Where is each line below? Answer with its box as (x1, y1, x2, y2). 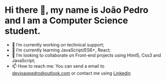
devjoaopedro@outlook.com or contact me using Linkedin (11, 70, 131, 76)
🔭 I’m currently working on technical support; (11, 41, 105, 47)
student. (4, 26, 41, 37)
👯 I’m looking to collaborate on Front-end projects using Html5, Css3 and (11, 52, 161, 58)
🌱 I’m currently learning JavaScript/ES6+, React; (11, 47, 111, 53)
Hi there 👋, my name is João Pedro (4, 4, 149, 16)
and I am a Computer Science (4, 15, 128, 26)
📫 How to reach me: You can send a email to (11, 63, 105, 69)
